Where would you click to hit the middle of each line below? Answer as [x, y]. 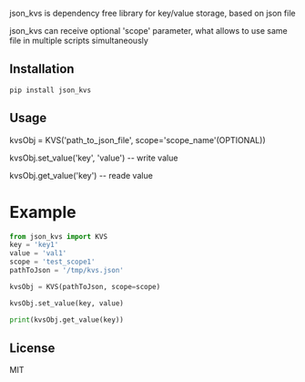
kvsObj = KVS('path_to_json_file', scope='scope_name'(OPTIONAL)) [137, 139]
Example [43, 212]
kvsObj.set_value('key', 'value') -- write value [94, 158]
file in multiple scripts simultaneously [79, 41]
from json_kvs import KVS [58, 236]
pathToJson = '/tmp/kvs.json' [67, 271]
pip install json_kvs [51, 90]
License [32, 348]
